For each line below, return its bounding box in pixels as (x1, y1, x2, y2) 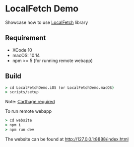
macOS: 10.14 (12, 52, 40, 58)
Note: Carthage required (5, 99, 55, 105)
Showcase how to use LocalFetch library (5, 19, 88, 25)
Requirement (5, 34, 46, 42)
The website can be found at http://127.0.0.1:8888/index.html (5, 136, 129, 142)
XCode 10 (12, 47, 32, 53)
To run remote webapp (5, 108, 52, 114)
